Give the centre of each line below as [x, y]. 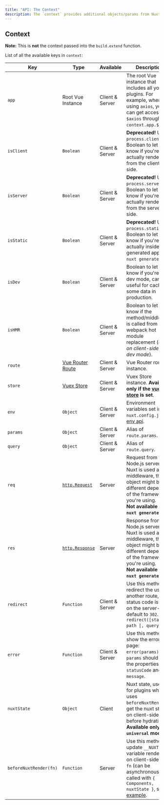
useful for [137, 285]
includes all [139, 88]
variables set [141, 409]
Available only [143, 727]
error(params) [143, 652]
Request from [142, 457]
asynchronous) [143, 772]
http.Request [77, 485]
